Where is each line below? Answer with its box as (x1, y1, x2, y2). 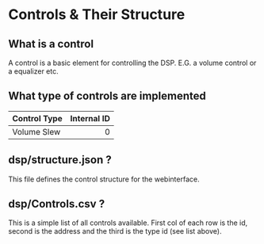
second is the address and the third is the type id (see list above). (8, 227, 222, 236)
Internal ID (70, 112, 111, 124)
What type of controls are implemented (8, 90, 206, 103)
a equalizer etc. (8, 67, 59, 76)
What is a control (8, 37, 94, 51)
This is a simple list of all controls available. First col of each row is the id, (8, 218, 248, 227)
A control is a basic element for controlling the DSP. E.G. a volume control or (8, 58, 257, 67)
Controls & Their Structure (8, 6, 186, 24)
